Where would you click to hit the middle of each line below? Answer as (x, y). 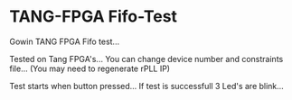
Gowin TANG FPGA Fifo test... (65, 41)
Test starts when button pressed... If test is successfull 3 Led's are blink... (147, 86)
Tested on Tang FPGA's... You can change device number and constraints (146, 59)
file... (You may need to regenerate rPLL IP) (89, 68)
